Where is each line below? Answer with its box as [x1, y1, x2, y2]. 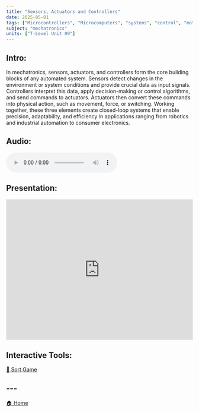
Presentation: [6, 183, 57, 193]
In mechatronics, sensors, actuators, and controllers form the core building [6, 68, 189, 76]
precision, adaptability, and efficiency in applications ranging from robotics [6, 112, 189, 119]
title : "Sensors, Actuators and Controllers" [6, 8, 120, 15]
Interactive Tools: [6, 350, 72, 360]
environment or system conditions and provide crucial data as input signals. [6, 81, 191, 88]
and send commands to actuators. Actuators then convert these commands [6, 93, 191, 101]
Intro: [6, 53, 27, 63]
